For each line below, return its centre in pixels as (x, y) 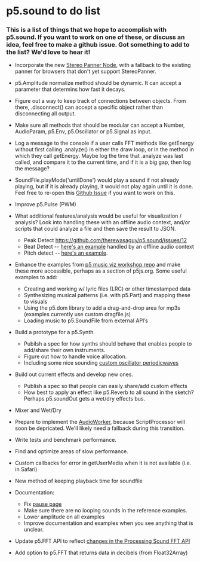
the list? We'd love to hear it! (48, 52)
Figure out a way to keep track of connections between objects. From (100, 101)
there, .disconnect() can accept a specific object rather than (89, 107)
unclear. (34, 530)
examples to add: (36, 277)
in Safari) (26, 469)
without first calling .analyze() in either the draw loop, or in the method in (104, 149)
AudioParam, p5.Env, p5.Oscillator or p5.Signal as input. (83, 132)
